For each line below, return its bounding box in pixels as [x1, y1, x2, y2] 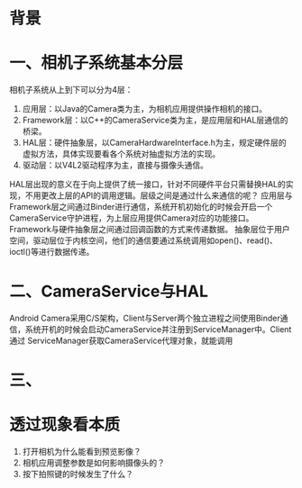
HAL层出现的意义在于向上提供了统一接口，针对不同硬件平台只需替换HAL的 [9, 179, 286, 190]
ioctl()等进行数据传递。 [9, 247, 95, 258]
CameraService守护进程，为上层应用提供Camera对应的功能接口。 [9, 212, 254, 223]
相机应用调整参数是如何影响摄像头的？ [22, 457, 165, 468]
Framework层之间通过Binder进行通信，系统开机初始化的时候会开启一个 [9, 202, 273, 212]
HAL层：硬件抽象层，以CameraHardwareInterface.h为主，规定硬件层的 [22, 137, 287, 149]
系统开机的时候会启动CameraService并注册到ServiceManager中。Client [24, 324, 292, 335]
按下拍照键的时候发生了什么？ [22, 469, 133, 480]
